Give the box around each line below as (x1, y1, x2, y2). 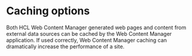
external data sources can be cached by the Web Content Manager (6, 30, 172, 37)
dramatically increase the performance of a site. (6, 43, 124, 50)
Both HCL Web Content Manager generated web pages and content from (6, 24, 187, 31)
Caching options (6, 4, 90, 18)
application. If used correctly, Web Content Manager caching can (6, 36, 167, 43)
